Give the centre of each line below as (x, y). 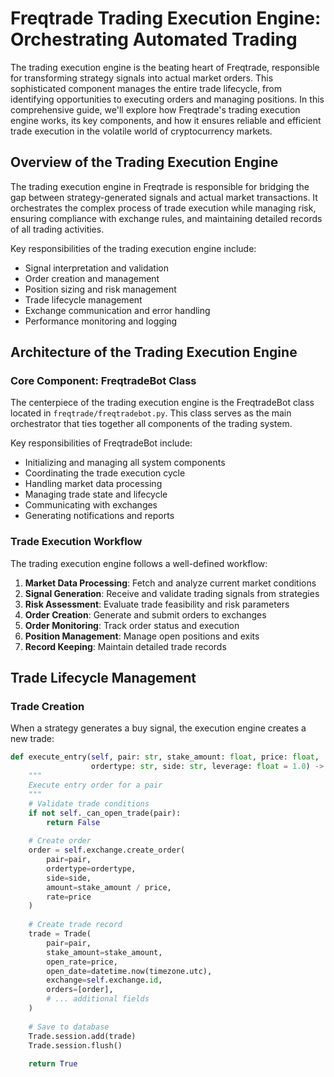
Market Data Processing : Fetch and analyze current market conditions (170, 583)
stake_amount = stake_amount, (104, 952)
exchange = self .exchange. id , (104, 980)
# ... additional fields (98, 999)
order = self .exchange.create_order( (107, 850)
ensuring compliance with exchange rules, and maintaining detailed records (166, 218)
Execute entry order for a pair (95, 785)
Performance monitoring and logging (101, 321)
